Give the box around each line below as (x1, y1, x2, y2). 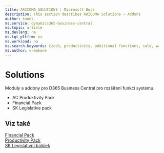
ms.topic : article (5, 25, 42, 30)
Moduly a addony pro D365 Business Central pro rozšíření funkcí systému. (5, 85, 155, 91)
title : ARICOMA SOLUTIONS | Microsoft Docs (5, 7, 95, 12)
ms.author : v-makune (5, 48, 47, 53)
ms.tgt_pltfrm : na (5, 35, 42, 40)
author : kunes (5, 16, 34, 21)
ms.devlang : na (5, 30, 36, 35)
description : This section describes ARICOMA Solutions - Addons (5, 12, 141, 17)
